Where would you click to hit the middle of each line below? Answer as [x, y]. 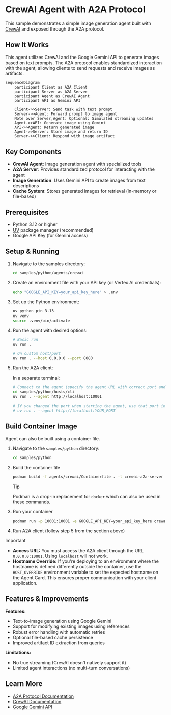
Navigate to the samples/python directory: [56, 448]
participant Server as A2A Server [51, 92]
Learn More [24, 684]
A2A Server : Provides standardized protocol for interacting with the [84, 169]
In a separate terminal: [36, 378]
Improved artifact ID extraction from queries [59, 643]
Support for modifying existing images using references [71, 626]
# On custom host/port [37, 354]
